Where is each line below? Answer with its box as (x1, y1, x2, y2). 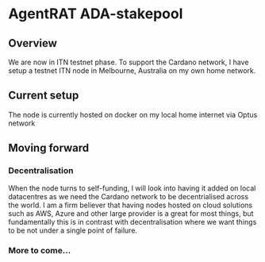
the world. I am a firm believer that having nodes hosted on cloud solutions (8, 200, 252, 210)
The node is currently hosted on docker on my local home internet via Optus (8, 110, 258, 119)
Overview (8, 37, 58, 50)
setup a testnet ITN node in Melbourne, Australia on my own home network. (8, 66, 256, 75)
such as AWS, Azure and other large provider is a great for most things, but (8, 208, 254, 218)
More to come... (8, 245, 71, 256)
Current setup (8, 89, 79, 102)
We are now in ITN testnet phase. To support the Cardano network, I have (8, 57, 249, 67)
